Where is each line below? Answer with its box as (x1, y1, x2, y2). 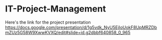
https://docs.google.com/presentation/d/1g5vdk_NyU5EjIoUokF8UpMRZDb (5, 24, 157, 30)
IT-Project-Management (5, 3, 107, 14)
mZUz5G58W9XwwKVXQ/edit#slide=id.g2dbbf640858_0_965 (5, 29, 131, 35)
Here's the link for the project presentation (5, 19, 91, 25)
